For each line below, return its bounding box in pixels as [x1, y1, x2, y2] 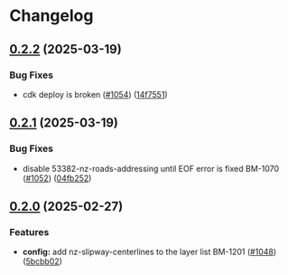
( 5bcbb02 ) [22, 256, 63, 267]
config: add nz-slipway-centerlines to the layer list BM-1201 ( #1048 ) [22, 246, 277, 258]
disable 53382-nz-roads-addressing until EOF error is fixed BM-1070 [22, 163, 280, 174]
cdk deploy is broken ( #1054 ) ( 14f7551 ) [22, 89, 169, 100]
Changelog [9, 5, 94, 26]
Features [9, 225, 50, 238]
